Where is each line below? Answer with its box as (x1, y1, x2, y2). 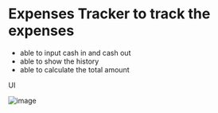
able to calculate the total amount (19, 64, 130, 74)
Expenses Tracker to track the (8, 5, 211, 23)
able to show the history (19, 56, 99, 66)
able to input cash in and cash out (19, 48, 131, 57)
